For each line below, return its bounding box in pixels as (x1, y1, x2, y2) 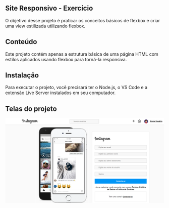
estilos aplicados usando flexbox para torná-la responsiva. (5, 56, 127, 62)
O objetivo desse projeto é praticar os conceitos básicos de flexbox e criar (5, 17, 160, 23)
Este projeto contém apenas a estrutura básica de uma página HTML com (5, 51, 159, 57)
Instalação (5, 71, 39, 80)
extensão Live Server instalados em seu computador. (5, 90, 116, 96)
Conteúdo (5, 37, 37, 46)
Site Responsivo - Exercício (5, 4, 93, 13)
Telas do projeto (5, 104, 57, 113)
